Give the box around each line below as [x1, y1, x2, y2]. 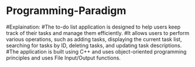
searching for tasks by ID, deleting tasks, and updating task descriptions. [6, 42, 182, 49]
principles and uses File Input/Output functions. [6, 54, 121, 61]
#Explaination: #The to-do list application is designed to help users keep [6, 23, 180, 30]
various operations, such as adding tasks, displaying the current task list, [6, 36, 182, 43]
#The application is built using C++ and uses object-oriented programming [6, 48, 187, 55]
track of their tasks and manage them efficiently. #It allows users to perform [6, 29, 189, 36]
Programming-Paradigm [6, 4, 126, 17]
